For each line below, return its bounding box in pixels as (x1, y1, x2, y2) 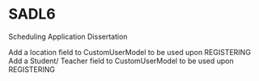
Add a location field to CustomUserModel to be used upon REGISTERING (8, 47, 251, 57)
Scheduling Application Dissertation (8, 32, 128, 41)
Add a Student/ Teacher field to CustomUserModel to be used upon (8, 56, 234, 66)
